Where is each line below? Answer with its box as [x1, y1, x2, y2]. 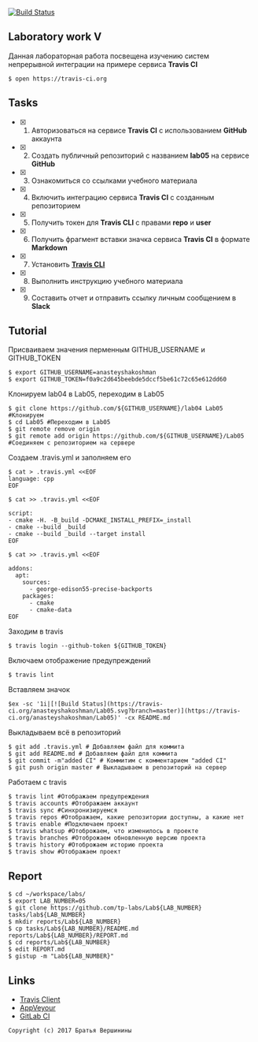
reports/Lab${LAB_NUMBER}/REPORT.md [8, 932, 128, 940]
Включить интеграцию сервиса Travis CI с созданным [31, 192, 215, 202]
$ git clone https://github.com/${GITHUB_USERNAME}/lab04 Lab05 [8, 404, 223, 413]
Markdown [31, 243, 68, 252]
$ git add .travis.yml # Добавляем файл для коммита [8, 743, 185, 751]
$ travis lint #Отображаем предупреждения [8, 793, 149, 801]
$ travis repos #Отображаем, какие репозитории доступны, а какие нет [8, 813, 245, 821]
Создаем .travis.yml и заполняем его [8, 453, 131, 463]
